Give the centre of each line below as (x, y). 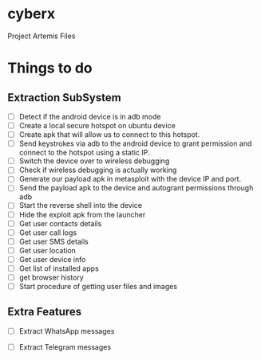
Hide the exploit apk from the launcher (82, 214)
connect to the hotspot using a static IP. (84, 153)
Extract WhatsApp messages (67, 331)
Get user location (47, 250)
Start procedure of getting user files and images (98, 286)
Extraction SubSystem (64, 98)
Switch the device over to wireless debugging (94, 161)
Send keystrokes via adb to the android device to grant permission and (135, 143)
